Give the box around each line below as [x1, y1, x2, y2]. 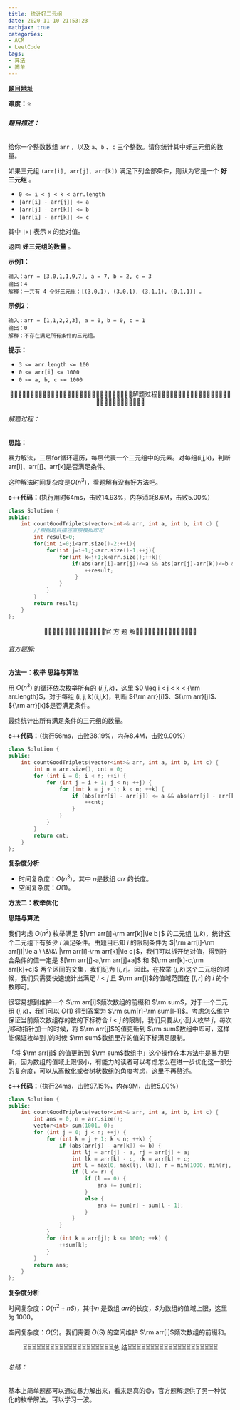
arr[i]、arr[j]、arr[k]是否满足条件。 [8, 463, 110, 471]
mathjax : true [8, 24, 51, 31]
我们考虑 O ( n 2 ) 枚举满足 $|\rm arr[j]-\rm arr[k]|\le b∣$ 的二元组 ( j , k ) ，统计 [8, 928, 225, 937]
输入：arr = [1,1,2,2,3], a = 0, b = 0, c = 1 [8, 317, 145, 324]
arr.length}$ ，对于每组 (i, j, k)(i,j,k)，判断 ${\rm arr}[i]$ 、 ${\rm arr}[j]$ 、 [8, 692, 221, 701]
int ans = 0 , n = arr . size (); [33, 1116, 123, 1123]
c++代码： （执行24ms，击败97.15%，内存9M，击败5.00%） [8, 1081, 182, 1090]
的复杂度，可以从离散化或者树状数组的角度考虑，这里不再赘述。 [8, 1066, 195, 1075]
